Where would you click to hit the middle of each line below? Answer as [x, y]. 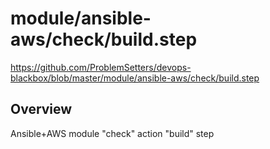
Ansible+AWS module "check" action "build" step [112, 133]
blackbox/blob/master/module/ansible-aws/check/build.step [135, 78]
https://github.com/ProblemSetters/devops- [101, 67]
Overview [41, 109]
